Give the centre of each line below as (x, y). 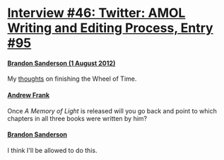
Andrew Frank (29, 95)
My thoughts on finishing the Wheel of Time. (72, 79)
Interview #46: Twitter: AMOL (96, 13)
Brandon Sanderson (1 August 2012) (61, 63)
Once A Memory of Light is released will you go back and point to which (112, 110)
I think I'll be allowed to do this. (52, 150)
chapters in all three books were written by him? (77, 118)
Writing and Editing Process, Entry (110, 28)
